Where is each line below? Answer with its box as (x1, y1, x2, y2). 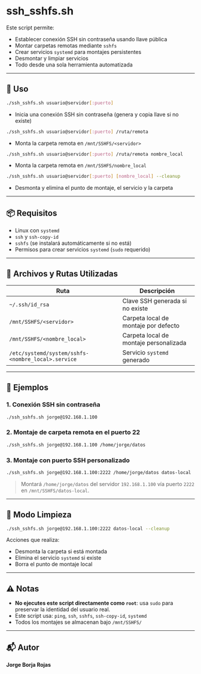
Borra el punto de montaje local (14, 561, 93, 568)
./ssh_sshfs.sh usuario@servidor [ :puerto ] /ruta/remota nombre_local (6, 151, 184, 157)
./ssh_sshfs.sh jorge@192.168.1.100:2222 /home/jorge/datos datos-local (6, 469, 191, 475)
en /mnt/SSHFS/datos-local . (20, 487, 90, 494)
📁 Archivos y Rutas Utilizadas (6, 269, 118, 279)
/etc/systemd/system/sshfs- (9, 350, 89, 357)
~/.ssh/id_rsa (9, 301, 50, 308)
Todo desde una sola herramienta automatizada (14, 61, 133, 68)
